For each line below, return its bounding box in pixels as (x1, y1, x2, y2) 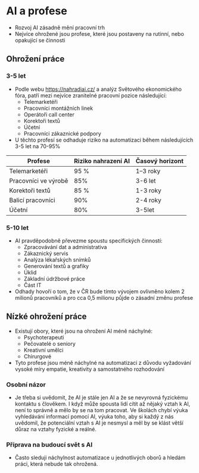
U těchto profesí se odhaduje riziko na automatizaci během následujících (14, 136, 194, 143)
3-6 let (135, 176, 156, 185)
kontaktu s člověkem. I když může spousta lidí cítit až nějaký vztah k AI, (14, 400, 191, 407)
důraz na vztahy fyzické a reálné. (14, 426, 97, 433)
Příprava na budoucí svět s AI (6, 440, 93, 449)
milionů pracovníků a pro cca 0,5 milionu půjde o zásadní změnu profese (14, 294, 194, 301)
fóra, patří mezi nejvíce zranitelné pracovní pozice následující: (14, 91, 167, 99)
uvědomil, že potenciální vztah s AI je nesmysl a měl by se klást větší (14, 419, 184, 426)
